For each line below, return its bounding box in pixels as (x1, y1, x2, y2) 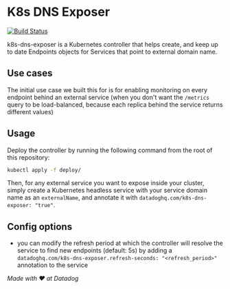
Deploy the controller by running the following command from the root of (7, 146, 213, 154)
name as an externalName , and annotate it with (7, 193, 138, 202)
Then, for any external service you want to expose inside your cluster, (7, 179, 205, 187)
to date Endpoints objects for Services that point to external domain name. (7, 47, 218, 56)
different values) (7, 107, 54, 116)
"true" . (34, 201, 56, 209)
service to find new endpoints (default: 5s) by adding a (16, 246, 173, 255)
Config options (7, 221, 73, 233)
